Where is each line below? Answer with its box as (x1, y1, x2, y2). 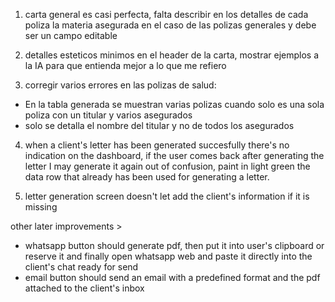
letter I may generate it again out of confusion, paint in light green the (24, 160, 311, 172)
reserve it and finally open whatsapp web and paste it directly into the (24, 250, 313, 262)
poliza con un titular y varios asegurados (24, 109, 193, 121)
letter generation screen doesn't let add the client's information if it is (24, 190, 310, 202)
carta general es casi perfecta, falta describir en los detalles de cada (24, 9, 309, 20)
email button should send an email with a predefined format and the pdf (24, 272, 321, 283)
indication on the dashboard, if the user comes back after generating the (24, 150, 325, 161)
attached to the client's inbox (24, 282, 145, 294)
